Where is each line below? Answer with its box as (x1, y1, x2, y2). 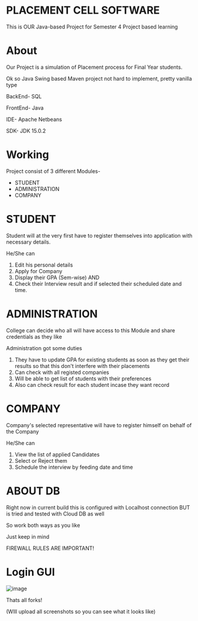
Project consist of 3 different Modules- (6, 167, 100, 175)
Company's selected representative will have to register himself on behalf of (6, 421, 192, 428)
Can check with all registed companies (14, 369, 109, 376)
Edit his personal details (14, 261, 73, 268)
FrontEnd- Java (6, 104, 44, 111)
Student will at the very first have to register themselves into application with (6, 232, 193, 239)
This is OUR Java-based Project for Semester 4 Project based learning (6, 23, 178, 30)
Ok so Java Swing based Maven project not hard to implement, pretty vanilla (6, 75, 192, 82)
